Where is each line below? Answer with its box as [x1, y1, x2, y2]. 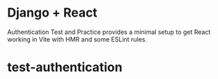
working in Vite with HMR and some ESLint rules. [7, 35, 148, 43]
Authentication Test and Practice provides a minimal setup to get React [7, 28, 211, 36]
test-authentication [7, 60, 123, 76]
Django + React [7, 5, 98, 21]
